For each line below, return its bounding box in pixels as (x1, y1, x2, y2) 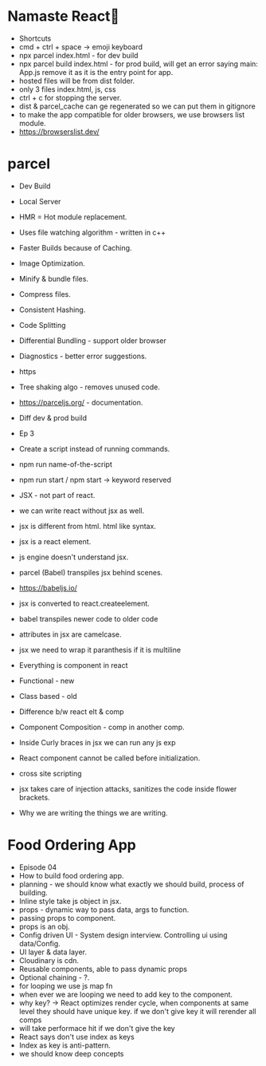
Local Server (18, 196, 61, 206)
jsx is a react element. (18, 536, 92, 546)
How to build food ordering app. (18, 871, 124, 880)
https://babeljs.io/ (18, 582, 77, 593)
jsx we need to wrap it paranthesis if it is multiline (18, 645, 181, 654)
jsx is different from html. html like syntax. (18, 521, 157, 531)
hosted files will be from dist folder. (18, 76, 135, 85)
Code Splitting (18, 320, 66, 330)
